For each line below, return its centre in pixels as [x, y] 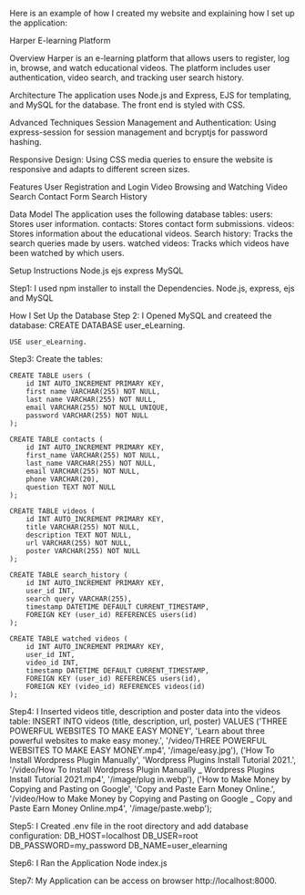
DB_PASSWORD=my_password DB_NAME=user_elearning [118, 845]
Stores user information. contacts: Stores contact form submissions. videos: [152, 224]
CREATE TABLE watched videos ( [69, 639]
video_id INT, [52, 663]
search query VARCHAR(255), [79, 599]
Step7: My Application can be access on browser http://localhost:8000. [143, 880]
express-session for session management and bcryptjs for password [139, 132]
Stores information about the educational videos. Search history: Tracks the [151, 233]
